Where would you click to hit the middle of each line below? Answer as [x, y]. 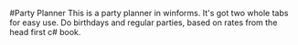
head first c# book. [45, 32]
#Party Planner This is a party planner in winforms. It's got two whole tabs [149, 13]
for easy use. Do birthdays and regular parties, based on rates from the [144, 22]
